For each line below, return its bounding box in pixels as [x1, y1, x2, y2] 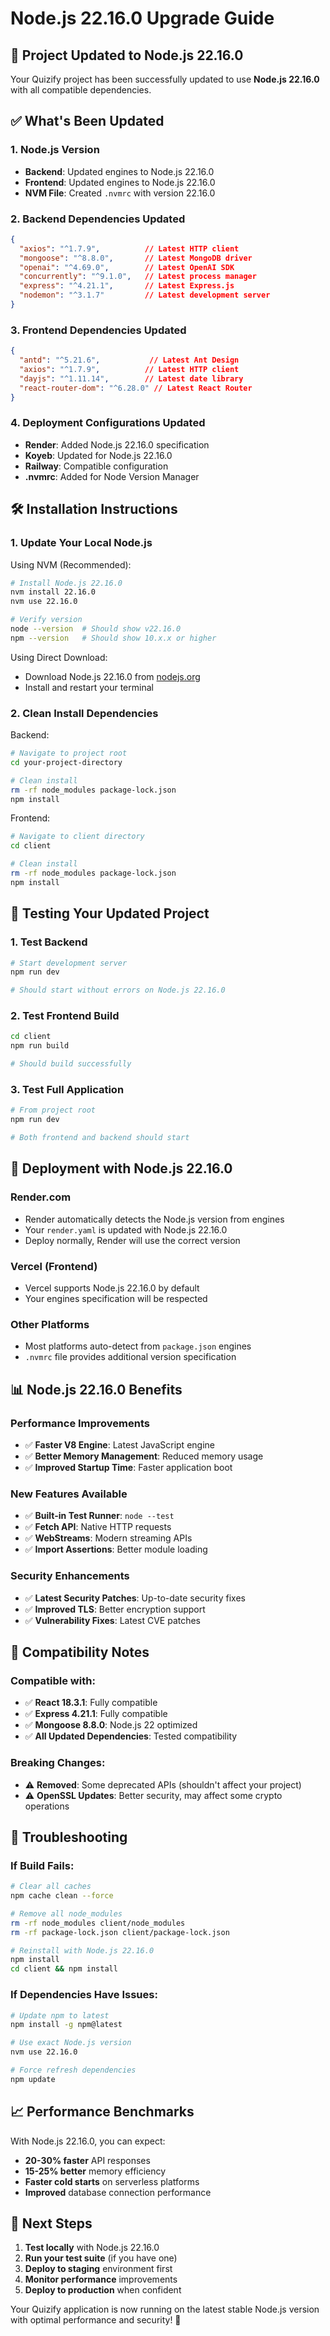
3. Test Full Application [10, 1082, 125, 1096]
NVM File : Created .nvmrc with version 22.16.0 [24, 187, 216, 199]
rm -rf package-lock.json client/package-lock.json [10, 1927, 230, 1937]
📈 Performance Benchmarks [10, 2103, 195, 2121]
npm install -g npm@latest [10, 2020, 123, 2030]
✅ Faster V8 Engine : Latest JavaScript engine [24, 1438, 215, 1451]
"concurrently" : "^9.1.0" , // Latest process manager [19, 272, 257, 282]
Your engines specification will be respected [24, 1292, 208, 1304]
